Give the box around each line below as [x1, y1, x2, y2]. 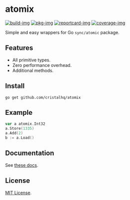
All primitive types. [12, 57, 51, 63]
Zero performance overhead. [12, 62, 72, 68]
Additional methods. [12, 67, 54, 73]
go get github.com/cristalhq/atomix [5, 95, 81, 100]
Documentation [5, 149, 55, 157]
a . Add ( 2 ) [5, 131, 23, 136]
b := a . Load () [5, 135, 35, 140]
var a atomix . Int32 [5, 121, 46, 127]
